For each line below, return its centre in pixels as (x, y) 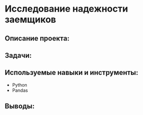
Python (20, 85)
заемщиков (30, 20)
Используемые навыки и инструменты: (71, 73)
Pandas (20, 90)
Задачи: (18, 55)
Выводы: (20, 106)
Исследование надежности (66, 9)
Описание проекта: (37, 38)
